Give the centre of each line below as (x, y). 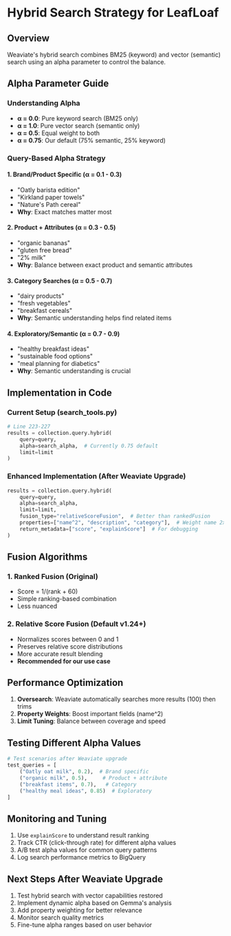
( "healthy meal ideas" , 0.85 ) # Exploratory (86, 791)
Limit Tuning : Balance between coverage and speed (91, 721)
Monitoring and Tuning (57, 818)
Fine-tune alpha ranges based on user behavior (85, 925)
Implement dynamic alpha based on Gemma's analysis (94, 903)
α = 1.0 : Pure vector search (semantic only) (78, 125)
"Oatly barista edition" (48, 190)
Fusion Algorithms (47, 557)
